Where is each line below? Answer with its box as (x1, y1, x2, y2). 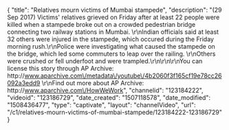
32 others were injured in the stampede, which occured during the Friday (7, 35, 215, 43)
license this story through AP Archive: (7, 65, 114, 72)
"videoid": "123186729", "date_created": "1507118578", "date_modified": (7, 94, 211, 102)
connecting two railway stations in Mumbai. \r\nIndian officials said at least (7, 28, 219, 36)
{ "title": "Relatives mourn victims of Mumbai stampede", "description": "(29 (7, 6, 222, 14)
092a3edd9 (7, 79, 41, 87)
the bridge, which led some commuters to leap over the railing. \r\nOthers (7, 50, 216, 58)
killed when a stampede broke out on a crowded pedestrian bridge (7, 21, 196, 28)
